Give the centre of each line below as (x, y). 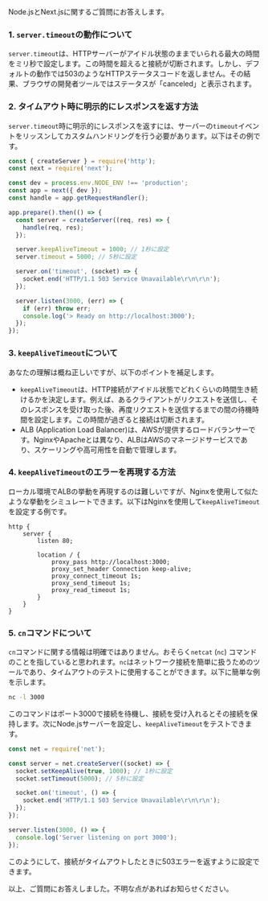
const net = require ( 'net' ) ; (57, 749)
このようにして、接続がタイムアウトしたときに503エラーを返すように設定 (130, 861)
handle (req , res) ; (53, 228)
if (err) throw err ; (57, 308)
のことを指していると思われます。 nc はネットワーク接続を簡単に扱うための (131, 662)
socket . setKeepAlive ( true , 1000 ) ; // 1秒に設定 (94, 771)
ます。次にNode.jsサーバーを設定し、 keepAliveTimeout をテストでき (134, 723)
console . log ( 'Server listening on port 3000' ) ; (97, 837)
